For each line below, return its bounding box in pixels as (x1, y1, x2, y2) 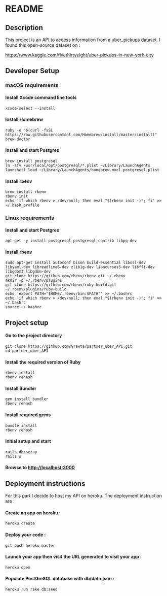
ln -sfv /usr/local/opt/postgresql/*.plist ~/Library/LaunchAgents (5, 163, 151, 168)
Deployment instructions (5, 479, 86, 488)
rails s (5, 454, 22, 459)
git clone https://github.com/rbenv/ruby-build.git (5, 282, 116, 287)
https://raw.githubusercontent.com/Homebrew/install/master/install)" (5, 132, 157, 137)
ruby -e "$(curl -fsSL (5, 127, 53, 133)
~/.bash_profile (5, 203, 39, 208)
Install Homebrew (5, 116, 44, 122)
